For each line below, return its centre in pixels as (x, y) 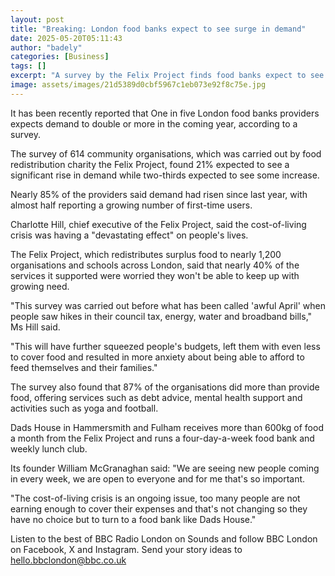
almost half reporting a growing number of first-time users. (131, 205)
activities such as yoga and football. (84, 408)
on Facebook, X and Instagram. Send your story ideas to (126, 549)
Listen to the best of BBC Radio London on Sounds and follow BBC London (164, 538)
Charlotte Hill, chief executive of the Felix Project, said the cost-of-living (158, 224)
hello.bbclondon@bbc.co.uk (68, 560)
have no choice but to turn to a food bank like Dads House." (133, 519)
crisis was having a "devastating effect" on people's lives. (129, 235)
